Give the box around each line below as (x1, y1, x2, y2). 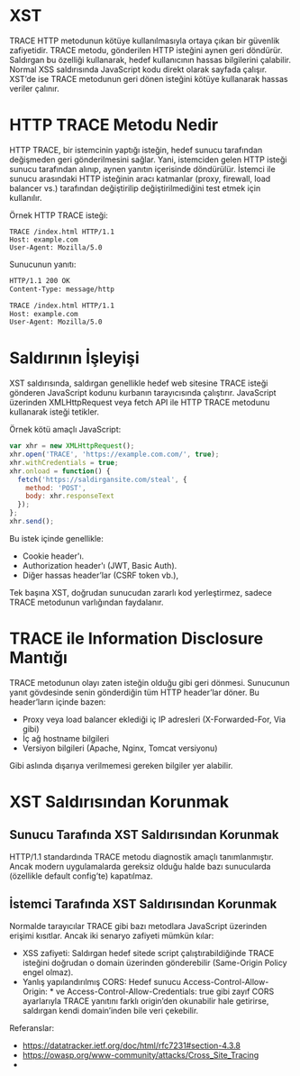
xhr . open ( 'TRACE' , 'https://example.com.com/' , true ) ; (9, 450, 220, 460)
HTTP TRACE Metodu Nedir (9, 114, 219, 135)
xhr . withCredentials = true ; (9, 458, 119, 467)
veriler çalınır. (9, 83, 60, 94)
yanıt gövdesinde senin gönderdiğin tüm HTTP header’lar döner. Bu (9, 687, 259, 698)
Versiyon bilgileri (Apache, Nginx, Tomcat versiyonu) (22, 743, 218, 753)
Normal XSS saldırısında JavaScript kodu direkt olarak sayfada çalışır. (9, 64, 268, 75)
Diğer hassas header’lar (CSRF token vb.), (22, 570, 178, 580)
